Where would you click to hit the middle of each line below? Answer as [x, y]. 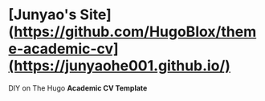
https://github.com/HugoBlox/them [135, 32]
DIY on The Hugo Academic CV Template [78, 88]
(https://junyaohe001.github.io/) [120, 66]
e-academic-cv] [63, 49]
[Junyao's [43, 15]
